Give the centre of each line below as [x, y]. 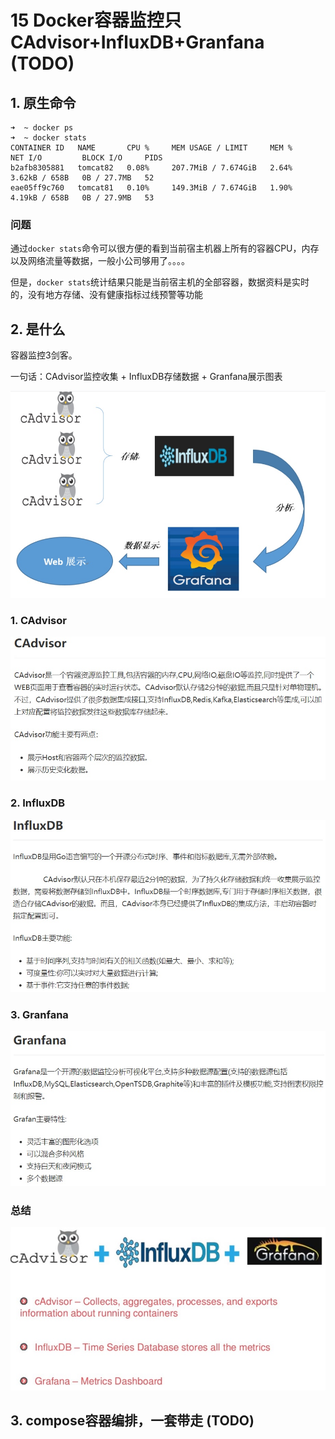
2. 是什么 [38, 329]
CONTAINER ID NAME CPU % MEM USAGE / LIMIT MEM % [151, 148]
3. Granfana [39, 1015]
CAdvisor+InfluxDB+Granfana [137, 42]
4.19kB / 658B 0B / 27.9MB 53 [82, 198]
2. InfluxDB [38, 803]
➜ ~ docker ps [42, 128]
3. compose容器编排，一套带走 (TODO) [132, 1421]
